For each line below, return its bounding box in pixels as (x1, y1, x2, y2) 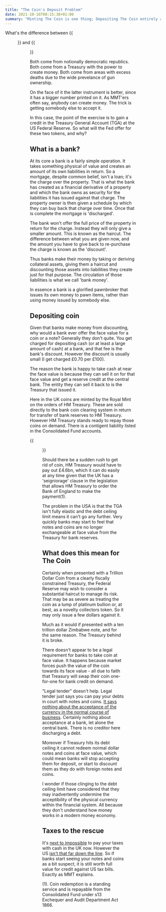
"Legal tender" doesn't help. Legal (42, 688, 112, 694)
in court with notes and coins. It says (42, 698, 117, 704)
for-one (42, 678, 58, 684)
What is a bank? (30, 144, 80, 153)
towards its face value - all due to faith (42, 668, 121, 673)
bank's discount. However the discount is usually (30, 351, 130, 357)
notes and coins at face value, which (42, 750, 117, 756)
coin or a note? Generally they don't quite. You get (30, 335, 132, 341)
